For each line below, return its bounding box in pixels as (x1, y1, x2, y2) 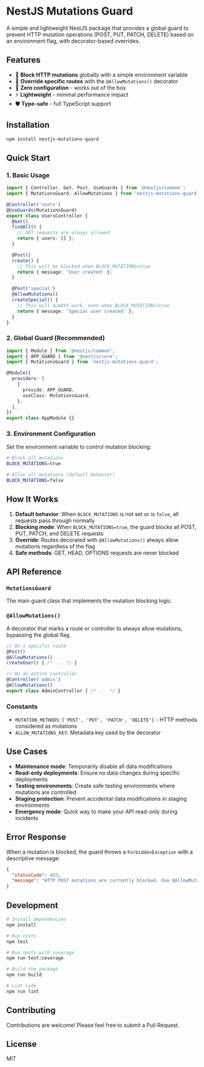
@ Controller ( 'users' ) (6, 201, 61, 207)
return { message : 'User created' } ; (17, 269, 113, 275)
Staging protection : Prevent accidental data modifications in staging (15, 795, 187, 802)
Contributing (6, 1005, 56, 1016)
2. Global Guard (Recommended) (6, 334, 105, 342)
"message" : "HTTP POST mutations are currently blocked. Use (12, 877, 170, 884)
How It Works (6, 494, 59, 505)
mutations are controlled (15, 789, 77, 796)
